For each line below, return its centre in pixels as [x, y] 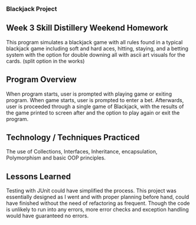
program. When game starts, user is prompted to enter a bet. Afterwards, [95, 100]
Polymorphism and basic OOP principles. [56, 158]
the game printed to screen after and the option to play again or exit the [93, 112]
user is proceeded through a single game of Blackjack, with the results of [95, 106]
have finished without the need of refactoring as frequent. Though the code [98, 203]
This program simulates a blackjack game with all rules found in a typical [94, 42]
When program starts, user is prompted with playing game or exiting [89, 94]
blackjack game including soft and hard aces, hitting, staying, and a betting [97, 48]
